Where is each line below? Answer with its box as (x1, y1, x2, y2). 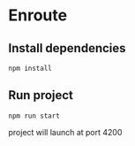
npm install (8, 64, 52, 73)
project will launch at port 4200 (8, 127, 123, 137)
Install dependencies (8, 41, 126, 56)
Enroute (8, 5, 68, 26)
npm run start (8, 111, 61, 120)
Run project (8, 88, 74, 103)
